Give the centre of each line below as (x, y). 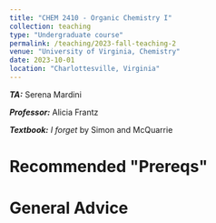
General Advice (69, 208)
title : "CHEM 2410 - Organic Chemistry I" (91, 18)
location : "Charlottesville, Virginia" (85, 69)
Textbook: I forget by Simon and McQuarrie (91, 129)
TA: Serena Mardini (45, 94)
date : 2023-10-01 (42, 60)
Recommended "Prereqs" (109, 167)
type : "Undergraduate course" (67, 35)
